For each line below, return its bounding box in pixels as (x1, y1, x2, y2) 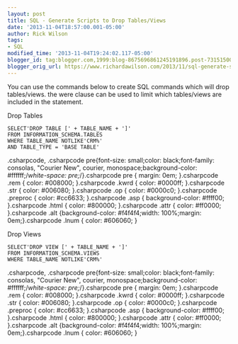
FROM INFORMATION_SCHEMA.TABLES (7, 131, 103, 138)
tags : (7, 37, 23, 44)
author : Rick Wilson (7, 30, 69, 38)
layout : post (7, 10, 46, 18)
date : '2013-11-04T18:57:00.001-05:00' (7, 23, 125, 30)
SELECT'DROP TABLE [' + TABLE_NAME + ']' (7, 125, 132, 132)
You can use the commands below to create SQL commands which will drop (7, 82, 230, 91)
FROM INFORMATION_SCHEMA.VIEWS (7, 249, 100, 257)
